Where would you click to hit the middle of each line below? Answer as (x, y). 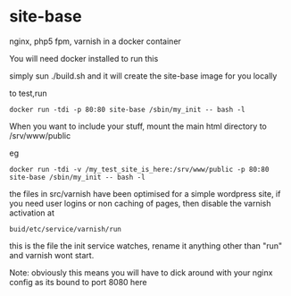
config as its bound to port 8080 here (78, 282)
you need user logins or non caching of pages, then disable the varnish (140, 203)
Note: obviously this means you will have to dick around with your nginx (141, 272)
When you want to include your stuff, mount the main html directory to (138, 126)
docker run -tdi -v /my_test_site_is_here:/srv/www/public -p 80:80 (139, 169)
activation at (32, 213)
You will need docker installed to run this (84, 58)
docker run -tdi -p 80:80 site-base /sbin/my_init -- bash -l (127, 109)
